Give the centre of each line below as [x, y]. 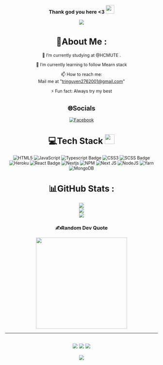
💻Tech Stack [76, 141]
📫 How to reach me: [81, 74]
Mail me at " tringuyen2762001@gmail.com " [81, 81]
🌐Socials [81, 108]
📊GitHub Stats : [81, 189]
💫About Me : [81, 42]
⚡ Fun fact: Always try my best [81, 91]
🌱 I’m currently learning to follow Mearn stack [81, 65]
